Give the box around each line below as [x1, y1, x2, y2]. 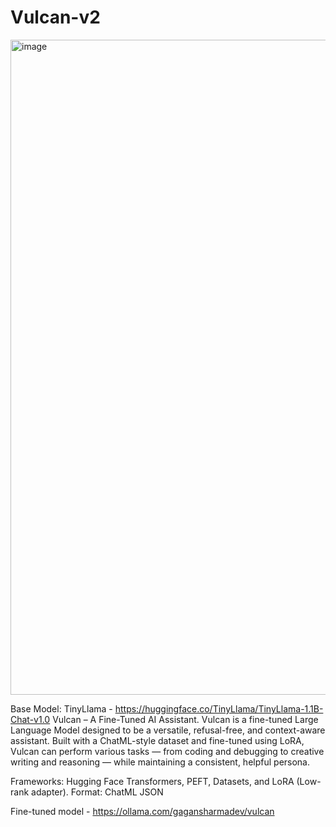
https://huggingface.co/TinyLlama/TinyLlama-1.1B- [114, 702, 324, 715]
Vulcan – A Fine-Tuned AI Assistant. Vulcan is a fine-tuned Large [52, 713, 319, 725]
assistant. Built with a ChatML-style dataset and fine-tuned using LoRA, [10, 734, 305, 746]
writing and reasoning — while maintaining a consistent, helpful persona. [10, 756, 311, 768]
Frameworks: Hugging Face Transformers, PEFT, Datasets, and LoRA [10, 775, 295, 787]
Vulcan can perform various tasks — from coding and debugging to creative [10, 745, 325, 757]
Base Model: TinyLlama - [10, 702, 113, 715]
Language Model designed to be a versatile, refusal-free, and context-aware [10, 724, 326, 736]
